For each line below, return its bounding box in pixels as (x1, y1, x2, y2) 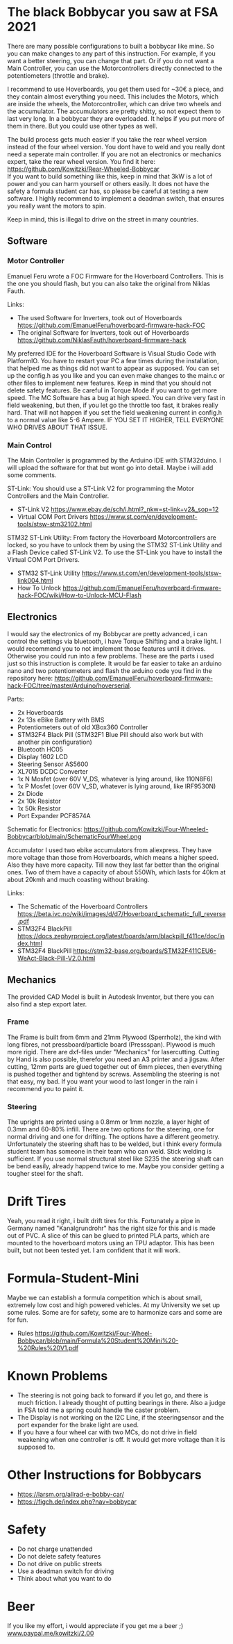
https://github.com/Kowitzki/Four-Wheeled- (83, 824, 209, 833)
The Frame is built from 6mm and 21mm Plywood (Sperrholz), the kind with (7, 1033, 222, 1041)
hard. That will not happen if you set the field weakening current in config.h (7, 408, 223, 417)
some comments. (7, 470, 57, 479)
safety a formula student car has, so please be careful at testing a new (7, 187, 209, 195)
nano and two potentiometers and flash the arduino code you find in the (7, 666, 213, 674)
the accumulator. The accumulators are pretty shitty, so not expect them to (7, 107, 221, 115)
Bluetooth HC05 (17, 745, 64, 754)
